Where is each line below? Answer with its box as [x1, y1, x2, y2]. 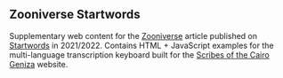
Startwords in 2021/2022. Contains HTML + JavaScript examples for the [9, 40, 274, 51]
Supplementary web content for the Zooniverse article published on [9, 30, 258, 41]
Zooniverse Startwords [9, 7, 141, 22]
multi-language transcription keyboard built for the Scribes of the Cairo [9, 49, 270, 60]
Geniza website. [9, 58, 69, 69]
